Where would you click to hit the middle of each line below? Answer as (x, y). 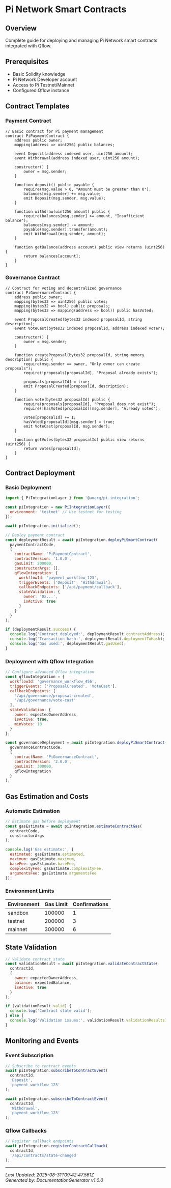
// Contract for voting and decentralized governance (64, 288)
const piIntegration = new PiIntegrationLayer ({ (58, 507)
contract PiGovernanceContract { (41, 293)
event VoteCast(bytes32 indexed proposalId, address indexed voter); (90, 328)
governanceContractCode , (36, 747)
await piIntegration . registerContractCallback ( (57, 1146)
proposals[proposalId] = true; (57, 382)
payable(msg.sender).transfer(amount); (66, 229)
